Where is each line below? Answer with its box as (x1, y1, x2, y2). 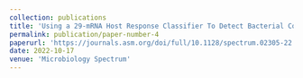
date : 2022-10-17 (9, 47, 75, 56)
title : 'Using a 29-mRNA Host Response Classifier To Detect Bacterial (9, 22, 284, 30)
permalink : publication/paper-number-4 (9, 30, 160, 39)
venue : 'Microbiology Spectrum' (9, 55, 131, 64)
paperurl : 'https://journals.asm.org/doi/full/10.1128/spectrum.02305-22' (9, 38, 297, 48)
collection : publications (9, 13, 106, 22)
